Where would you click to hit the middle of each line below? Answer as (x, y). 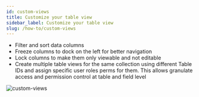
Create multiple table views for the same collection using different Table (103, 64)
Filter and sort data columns (50, 45)
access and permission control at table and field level (80, 77)
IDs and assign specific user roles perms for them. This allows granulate (104, 71)
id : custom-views (28, 12)
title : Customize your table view (49, 17)
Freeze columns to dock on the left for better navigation (83, 52)
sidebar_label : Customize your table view (60, 23)
